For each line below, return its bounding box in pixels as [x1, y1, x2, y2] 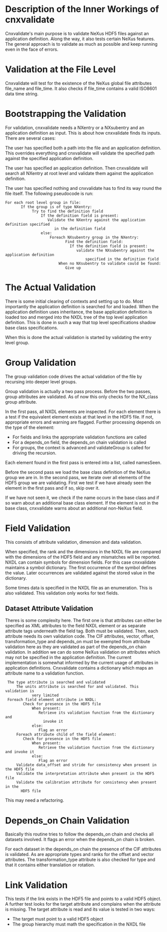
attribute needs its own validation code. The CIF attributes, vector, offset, [5, 633, 155, 639]
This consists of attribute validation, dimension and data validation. [5, 539, 142, 545]
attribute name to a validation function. [5, 670, 84, 677]
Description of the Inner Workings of [5, 3, 159, 15]
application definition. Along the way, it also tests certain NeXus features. [5, 36, 155, 42]
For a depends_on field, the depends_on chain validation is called [12, 439, 147, 445]
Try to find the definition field [31, 209, 103, 214]
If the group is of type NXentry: [20, 204, 92, 209]
